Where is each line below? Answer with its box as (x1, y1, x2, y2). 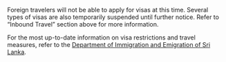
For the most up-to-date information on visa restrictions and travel (7, 33, 196, 42)
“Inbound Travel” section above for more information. (7, 20, 159, 28)
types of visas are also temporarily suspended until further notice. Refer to (7, 13, 220, 21)
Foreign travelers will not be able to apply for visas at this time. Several (7, 6, 209, 14)
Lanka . (7, 48, 26, 56)
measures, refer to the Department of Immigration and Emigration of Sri (7, 41, 211, 48)
